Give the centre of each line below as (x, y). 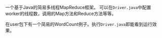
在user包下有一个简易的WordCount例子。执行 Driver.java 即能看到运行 (79, 24)
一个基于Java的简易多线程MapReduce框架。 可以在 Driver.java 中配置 (78, 7)
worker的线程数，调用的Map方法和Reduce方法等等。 (61, 13)
